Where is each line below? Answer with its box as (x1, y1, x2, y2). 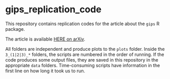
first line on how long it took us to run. (5, 68, 86, 74)
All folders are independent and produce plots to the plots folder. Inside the (5, 46, 165, 52)
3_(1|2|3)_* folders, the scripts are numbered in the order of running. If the (5, 51, 165, 57)
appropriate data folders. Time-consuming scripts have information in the (5, 62, 160, 68)
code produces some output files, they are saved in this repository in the (5, 56, 159, 63)
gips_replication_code (5, 4, 101, 15)
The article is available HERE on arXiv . (5, 36, 86, 42)
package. (5, 26, 25, 32)
